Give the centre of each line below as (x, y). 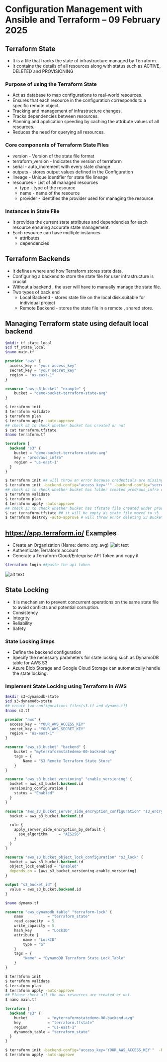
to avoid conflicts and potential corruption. (56, 607)
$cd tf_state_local (25, 347)
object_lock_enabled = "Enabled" (44, 866)
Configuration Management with (74, 9)
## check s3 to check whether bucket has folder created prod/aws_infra (82, 490)
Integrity (21, 618)
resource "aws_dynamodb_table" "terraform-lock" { (59, 912)
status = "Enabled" (34, 793)
